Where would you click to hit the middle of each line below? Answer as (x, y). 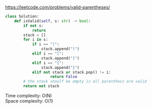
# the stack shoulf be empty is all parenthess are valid (85, 81)
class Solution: (22, 16)
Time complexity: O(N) (29, 95)
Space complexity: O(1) (29, 101)
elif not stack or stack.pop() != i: (71, 72)
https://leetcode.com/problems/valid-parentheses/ (58, 7)
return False (64, 77)
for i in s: (36, 39)
